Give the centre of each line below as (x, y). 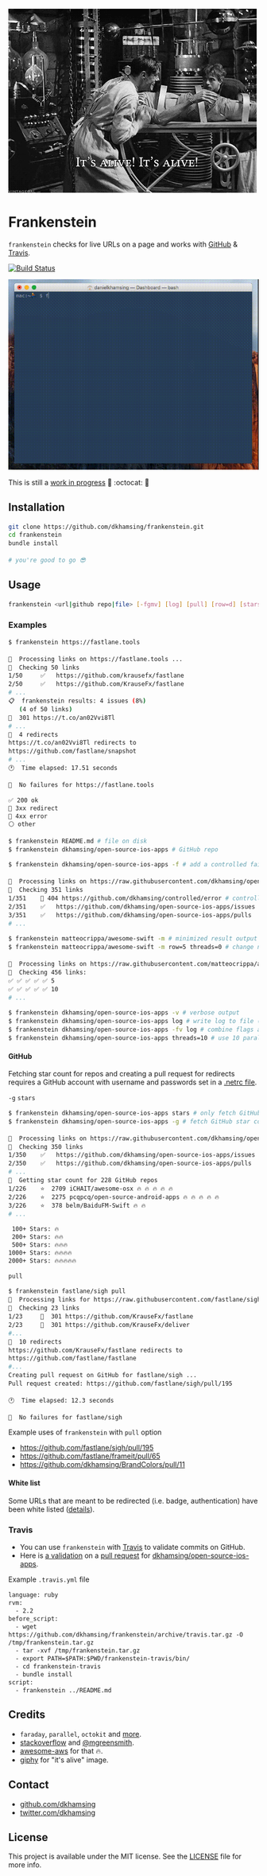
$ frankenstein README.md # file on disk (78, 841)
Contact (29, 1785)
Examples (28, 625)
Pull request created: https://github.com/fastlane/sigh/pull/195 (120, 1384)
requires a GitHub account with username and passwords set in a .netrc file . (133, 1082)
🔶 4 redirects (33, 734)
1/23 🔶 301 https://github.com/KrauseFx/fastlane (101, 1317)
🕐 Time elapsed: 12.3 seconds (61, 1400)
